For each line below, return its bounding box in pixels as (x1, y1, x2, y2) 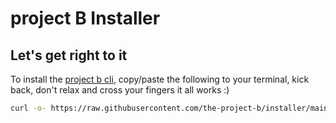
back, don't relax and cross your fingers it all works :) (10, 84, 230, 96)
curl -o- (10, 103, 47, 113)
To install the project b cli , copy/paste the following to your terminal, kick (10, 73, 310, 85)
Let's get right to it (10, 47, 128, 64)
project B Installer (10, 7, 161, 30)
